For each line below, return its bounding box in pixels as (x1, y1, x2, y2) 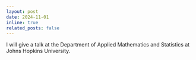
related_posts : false (6, 25, 60, 31)
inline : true (6, 19, 39, 25)
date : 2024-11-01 (6, 14, 49, 20)
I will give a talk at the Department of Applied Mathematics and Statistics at (6, 41, 190, 48)
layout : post (6, 8, 39, 15)
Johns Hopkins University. (6, 48, 71, 55)
